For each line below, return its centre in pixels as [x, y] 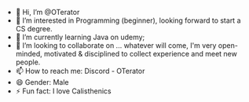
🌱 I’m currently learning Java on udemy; [80, 37]
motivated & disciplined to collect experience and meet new [141, 54]
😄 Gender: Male [42, 82]
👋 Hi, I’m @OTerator [48, 12]
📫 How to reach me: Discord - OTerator [80, 71]
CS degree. [34, 29]
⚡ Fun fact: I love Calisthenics [63, 91]
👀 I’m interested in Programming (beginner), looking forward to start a [128, 20]
